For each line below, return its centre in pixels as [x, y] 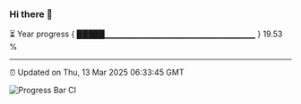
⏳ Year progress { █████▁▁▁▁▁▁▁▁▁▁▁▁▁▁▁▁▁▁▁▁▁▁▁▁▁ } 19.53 [146, 34]
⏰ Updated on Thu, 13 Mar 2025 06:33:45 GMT [97, 72]
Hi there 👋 [31, 14]
